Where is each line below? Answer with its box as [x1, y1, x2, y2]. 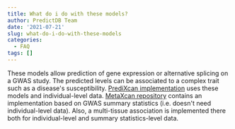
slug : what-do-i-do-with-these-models [7, 30, 122, 37]
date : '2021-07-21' [7, 23, 65, 30]
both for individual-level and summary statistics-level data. [7, 113, 179, 122]
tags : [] [7, 50, 33, 57]
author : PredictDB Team [7, 17, 78, 24]
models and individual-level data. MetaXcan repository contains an [7, 91, 202, 99]
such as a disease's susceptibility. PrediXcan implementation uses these [7, 84, 219, 92]
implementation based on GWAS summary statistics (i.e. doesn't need [7, 99, 212, 107]
